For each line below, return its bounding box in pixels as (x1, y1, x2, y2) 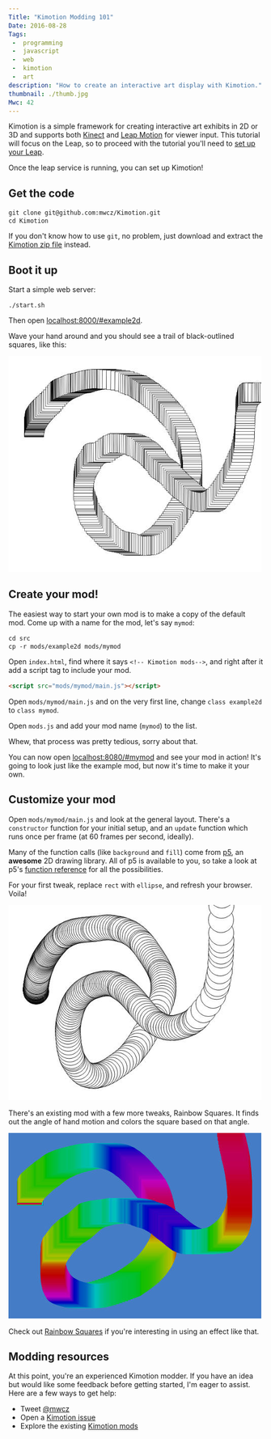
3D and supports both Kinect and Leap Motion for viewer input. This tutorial (8, 130, 260, 140)
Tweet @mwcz (19, 1404, 70, 1414)
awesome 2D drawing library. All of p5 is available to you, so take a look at (8, 856, 257, 866)
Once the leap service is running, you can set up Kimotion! (8, 163, 204, 173)
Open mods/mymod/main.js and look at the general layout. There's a (8, 814, 231, 824)
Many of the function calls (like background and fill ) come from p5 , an (8, 847, 244, 857)
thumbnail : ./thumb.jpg (8, 90, 89, 98)
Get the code (8, 186, 75, 200)
